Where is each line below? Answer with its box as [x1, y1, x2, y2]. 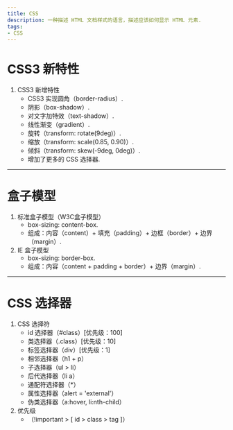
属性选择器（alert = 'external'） [27, 389, 118, 397]
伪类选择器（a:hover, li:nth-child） [27, 398, 126, 406]
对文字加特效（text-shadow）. [27, 112, 114, 120]
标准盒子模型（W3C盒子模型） [17, 213, 105, 221]
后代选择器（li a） [27, 372, 79, 380]
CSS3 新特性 [7, 62, 80, 77]
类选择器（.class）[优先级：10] [27, 337, 116, 345]
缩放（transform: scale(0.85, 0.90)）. [27, 138, 134, 146]
